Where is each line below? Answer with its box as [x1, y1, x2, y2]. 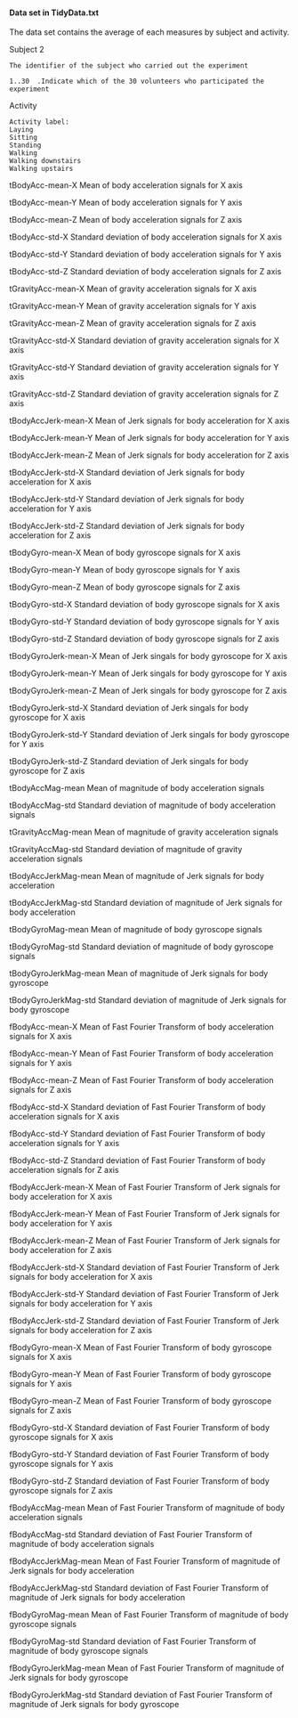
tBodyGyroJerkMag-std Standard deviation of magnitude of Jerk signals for [9, 995, 287, 1006]
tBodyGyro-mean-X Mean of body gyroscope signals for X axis [9, 548, 241, 558]
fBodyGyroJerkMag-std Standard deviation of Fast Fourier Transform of [9, 1690, 273, 1700]
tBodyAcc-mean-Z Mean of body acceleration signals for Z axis [9, 215, 243, 225]
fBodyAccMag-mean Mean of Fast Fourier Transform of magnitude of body [9, 1502, 286, 1513]
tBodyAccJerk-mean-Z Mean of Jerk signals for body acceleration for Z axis [9, 450, 289, 460]
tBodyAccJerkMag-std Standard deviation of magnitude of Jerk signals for [9, 898, 283, 908]
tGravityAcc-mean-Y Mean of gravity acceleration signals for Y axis [9, 301, 257, 312]
